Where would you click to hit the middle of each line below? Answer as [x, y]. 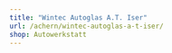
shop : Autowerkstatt [48, 34]
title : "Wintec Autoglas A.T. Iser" [78, 18]
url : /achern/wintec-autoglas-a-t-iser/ [87, 26]
